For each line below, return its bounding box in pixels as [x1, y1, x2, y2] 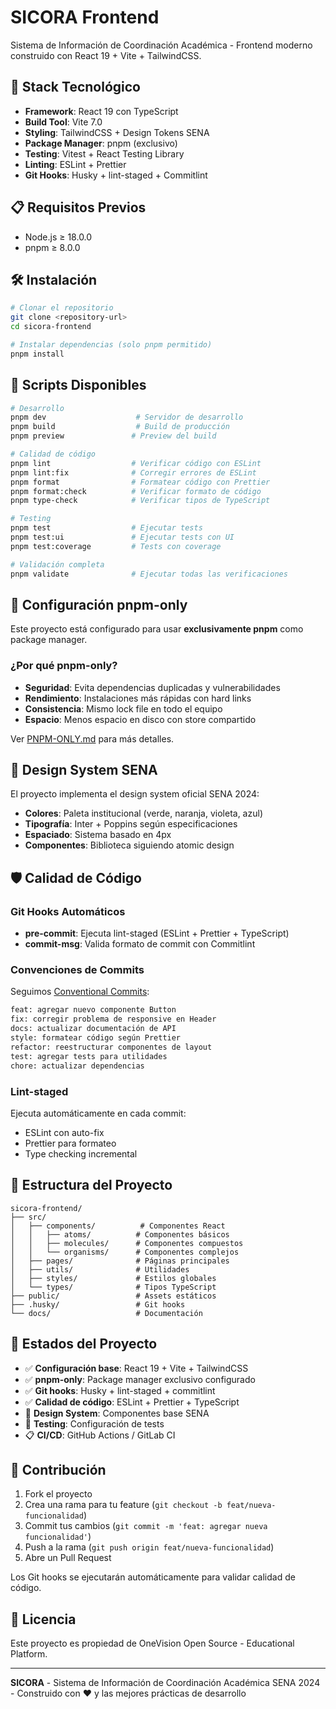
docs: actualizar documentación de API [10, 1024, 177, 1034]
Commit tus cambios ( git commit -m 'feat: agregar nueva [24, 1520, 268, 1532]
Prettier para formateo [24, 1137, 117, 1149]
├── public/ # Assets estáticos [10, 1291, 217, 1301]
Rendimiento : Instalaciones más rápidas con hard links [24, 692, 252, 704]
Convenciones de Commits [10, 963, 145, 977]
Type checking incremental [24, 1147, 138, 1160]
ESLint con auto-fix [24, 1126, 105, 1138]
